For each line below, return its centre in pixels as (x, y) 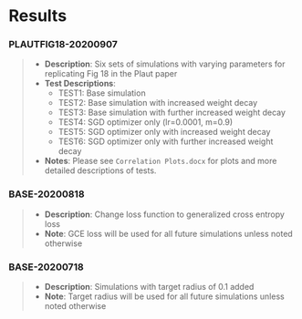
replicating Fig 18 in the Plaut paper (111, 74)
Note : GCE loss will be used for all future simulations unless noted (168, 233)
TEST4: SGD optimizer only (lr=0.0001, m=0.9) (146, 122)
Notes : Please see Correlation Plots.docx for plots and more (161, 161)
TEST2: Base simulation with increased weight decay (158, 103)
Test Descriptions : (80, 84)
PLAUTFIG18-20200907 (63, 45)
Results (38, 16)
